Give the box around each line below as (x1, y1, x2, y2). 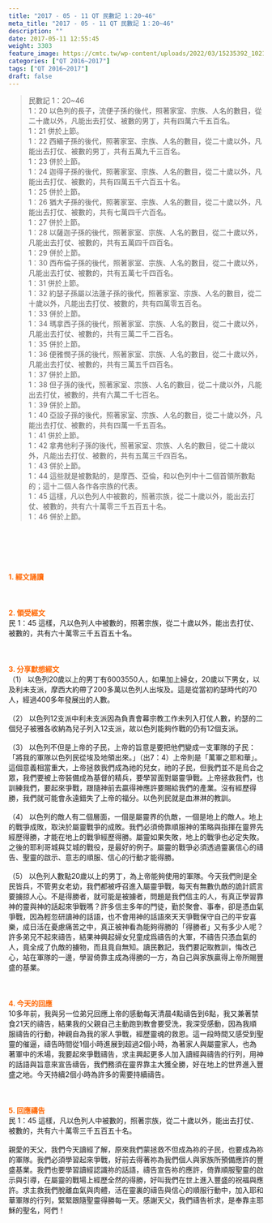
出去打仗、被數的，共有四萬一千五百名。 (35, 420, 171, 430)
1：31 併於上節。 (28, 278, 83, 288)
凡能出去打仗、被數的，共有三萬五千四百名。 (28, 359, 178, 369)
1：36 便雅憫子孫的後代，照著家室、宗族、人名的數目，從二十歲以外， (28, 349, 262, 359)
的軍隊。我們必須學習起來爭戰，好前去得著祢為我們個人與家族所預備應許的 (8, 1154, 257, 1165)
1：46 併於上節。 (28, 511, 86, 521)
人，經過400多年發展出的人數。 (8, 695, 115, 704)
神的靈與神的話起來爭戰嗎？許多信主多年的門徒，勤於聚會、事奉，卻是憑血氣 (8, 902, 264, 911)
